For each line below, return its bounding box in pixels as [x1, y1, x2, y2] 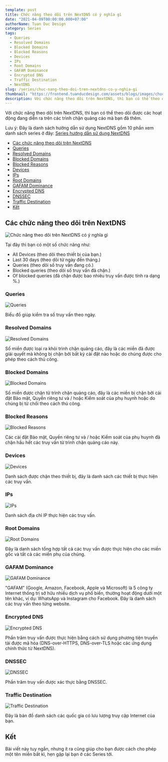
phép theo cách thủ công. [5, 356, 58, 362]
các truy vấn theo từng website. [5, 601, 71, 607]
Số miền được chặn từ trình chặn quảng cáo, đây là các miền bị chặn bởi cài [5, 390, 161, 396]
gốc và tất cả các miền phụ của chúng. [5, 551, 86, 558]
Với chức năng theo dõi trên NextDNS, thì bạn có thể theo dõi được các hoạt [5, 110, 162, 116]
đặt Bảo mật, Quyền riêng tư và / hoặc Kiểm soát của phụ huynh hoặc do [5, 395, 155, 401]
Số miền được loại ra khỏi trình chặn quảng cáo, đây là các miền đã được [5, 345, 155, 352]
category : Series [5, 26, 41, 31]
